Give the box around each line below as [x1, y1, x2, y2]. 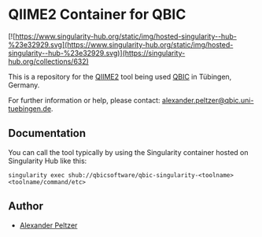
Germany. [8, 80, 40, 90]
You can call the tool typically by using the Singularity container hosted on [8, 147, 249, 157]
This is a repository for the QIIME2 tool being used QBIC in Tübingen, [8, 72, 232, 81]
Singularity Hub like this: [8, 156, 87, 165]
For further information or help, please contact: [8, 95, 161, 105]
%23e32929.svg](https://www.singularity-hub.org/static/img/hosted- [8, 39, 234, 49]
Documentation [8, 127, 87, 140]
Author [8, 199, 43, 213]
